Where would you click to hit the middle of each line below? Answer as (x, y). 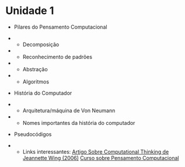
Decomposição (41, 44)
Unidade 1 (30, 11)
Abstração (35, 69)
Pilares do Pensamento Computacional (60, 27)
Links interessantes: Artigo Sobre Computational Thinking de (96, 152)
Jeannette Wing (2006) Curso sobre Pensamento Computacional (101, 158)
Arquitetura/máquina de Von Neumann (69, 110)
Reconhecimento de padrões (57, 57)
